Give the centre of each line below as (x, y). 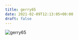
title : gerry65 (21, 10)
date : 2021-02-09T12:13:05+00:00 (39, 14)
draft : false (18, 19)
